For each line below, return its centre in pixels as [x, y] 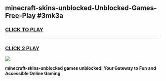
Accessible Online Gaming [33, 73]
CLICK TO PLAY [24, 30]
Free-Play [21, 16]
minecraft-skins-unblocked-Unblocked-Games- [81, 8]
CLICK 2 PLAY [22, 48]
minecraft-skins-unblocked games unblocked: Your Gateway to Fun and [81, 68]
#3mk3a [50, 16]
